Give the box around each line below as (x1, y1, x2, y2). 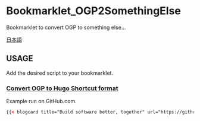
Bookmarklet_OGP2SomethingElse (6, 4, 182, 18)
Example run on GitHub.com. (6, 98, 77, 105)
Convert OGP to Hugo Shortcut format (6, 84, 118, 93)
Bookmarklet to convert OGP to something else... (6, 24, 126, 31)
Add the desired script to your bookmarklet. (6, 69, 113, 77)
